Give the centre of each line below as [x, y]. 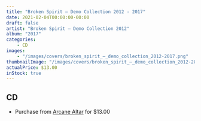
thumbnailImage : [26, 62]
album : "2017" [24, 34]
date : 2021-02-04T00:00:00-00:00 [48, 17]
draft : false [22, 23]
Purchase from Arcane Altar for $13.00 [63, 112]
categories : [21, 40]
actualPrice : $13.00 [32, 67]
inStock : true [24, 73]
